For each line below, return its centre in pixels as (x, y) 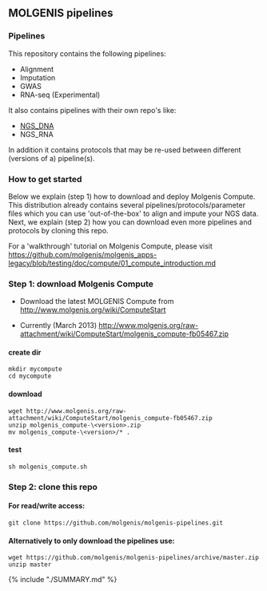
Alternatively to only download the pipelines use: (92, 540)
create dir (25, 352)
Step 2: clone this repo (53, 487)
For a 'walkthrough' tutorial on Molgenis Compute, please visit (111, 246)
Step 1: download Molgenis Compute (81, 284)
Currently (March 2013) (58, 326)
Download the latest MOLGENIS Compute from (97, 302)
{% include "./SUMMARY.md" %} (63, 580)
